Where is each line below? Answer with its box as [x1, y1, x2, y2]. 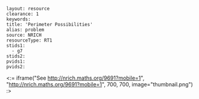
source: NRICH [6, 32, 42, 38]
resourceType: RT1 [6, 37, 52, 43]
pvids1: [6, 59, 26, 65]
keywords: [6, 16, 31, 22]
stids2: [6, 53, 26, 59]
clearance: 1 [6, 11, 39, 17]
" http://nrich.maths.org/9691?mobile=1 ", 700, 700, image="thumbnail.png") [6, 81, 193, 88]
